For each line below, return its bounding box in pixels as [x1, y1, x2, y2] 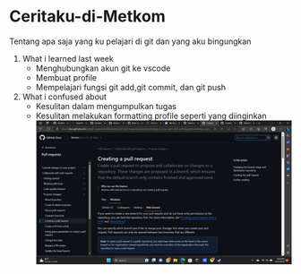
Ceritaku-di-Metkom [9, 6, 166, 27]
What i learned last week [21, 53, 114, 64]
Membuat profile [35, 72, 98, 82]
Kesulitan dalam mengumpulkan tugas [35, 100, 177, 111]
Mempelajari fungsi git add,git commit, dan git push [35, 81, 227, 92]
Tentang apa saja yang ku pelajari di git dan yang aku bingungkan [9, 36, 252, 47]
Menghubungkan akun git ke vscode [35, 63, 171, 73]
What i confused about [21, 91, 107, 102]
